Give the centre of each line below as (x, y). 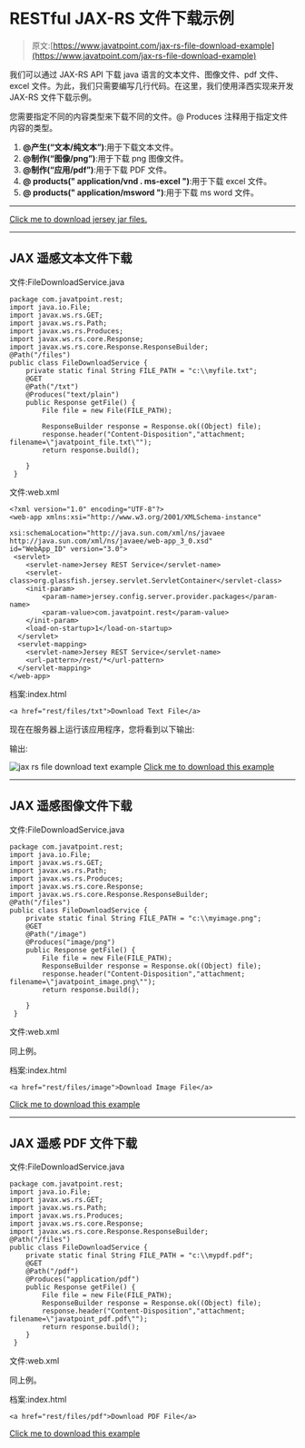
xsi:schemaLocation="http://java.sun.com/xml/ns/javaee (117, 533)
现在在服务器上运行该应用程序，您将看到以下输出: (102, 729)
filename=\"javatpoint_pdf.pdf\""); (79, 1319)
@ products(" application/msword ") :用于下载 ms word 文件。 (140, 192)
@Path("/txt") (52, 387)
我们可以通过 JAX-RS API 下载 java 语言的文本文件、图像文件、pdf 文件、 (146, 74)
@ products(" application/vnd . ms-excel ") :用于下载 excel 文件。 (147, 181)
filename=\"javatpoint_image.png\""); (83, 981)
